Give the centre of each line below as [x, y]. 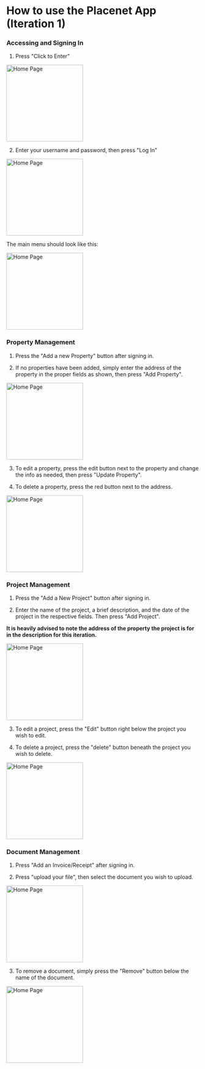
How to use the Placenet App [81, 11]
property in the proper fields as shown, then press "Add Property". [99, 374]
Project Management [38, 585]
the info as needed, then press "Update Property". [78, 475]
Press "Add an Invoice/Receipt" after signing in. [75, 865]
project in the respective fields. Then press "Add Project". [88, 616]
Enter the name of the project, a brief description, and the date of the [102, 610]
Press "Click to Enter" [43, 56]
